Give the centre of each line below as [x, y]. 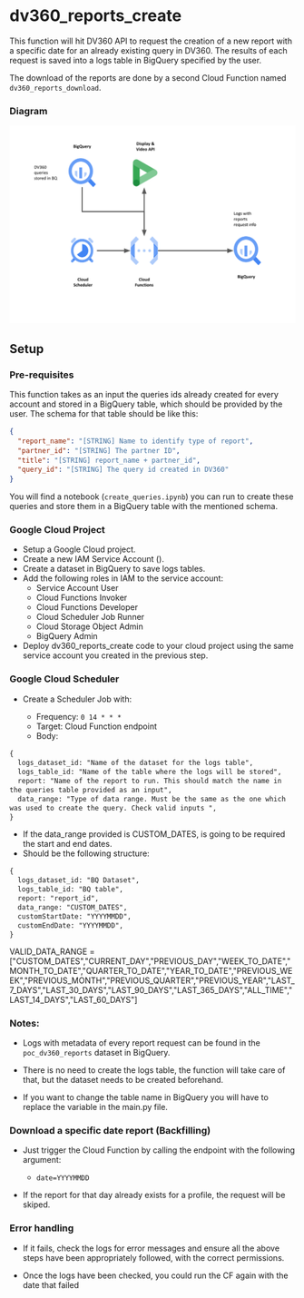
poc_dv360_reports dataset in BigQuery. [96, 1053]
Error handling [42, 1228]
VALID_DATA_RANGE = [52, 951]
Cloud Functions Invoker [82, 598]
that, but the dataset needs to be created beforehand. [123, 1080]
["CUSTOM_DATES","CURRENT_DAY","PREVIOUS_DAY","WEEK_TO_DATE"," [150, 961]
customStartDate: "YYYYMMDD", [74, 916]
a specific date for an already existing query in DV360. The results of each [148, 50]
